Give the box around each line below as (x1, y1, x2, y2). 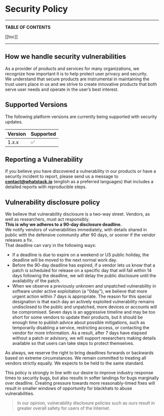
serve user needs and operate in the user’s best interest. (5, 86, 119, 92)
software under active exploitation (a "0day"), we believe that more (12, 288, 147, 294)
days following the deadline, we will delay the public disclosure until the (12, 273, 156, 279)
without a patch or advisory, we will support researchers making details (12, 335, 156, 341)
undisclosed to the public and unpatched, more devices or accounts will (12, 304, 157, 310)
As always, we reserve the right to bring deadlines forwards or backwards (5, 350, 154, 356)
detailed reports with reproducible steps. (5, 184, 87, 190)
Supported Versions (5, 100, 67, 109)
